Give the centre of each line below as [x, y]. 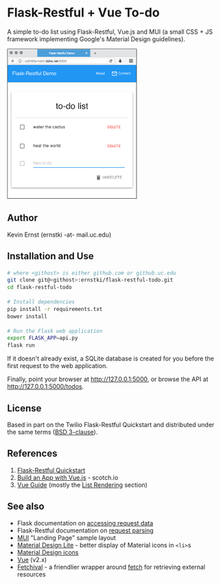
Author [22, 218]
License [24, 408]
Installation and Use [50, 256]
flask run [21, 345]
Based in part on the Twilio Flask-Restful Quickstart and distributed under [111, 425]
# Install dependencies [41, 302]
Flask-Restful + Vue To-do [83, 13]
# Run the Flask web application [55, 331]
